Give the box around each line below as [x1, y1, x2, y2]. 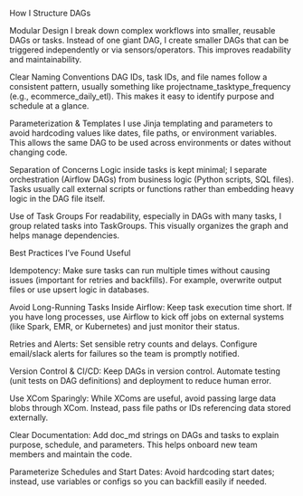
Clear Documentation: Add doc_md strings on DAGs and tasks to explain [9, 430, 279, 440]
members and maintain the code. [9, 449, 133, 460]
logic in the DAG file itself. [9, 194, 106, 204]
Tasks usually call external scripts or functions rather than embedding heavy [9, 184, 295, 194]
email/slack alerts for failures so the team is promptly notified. [9, 348, 240, 358]
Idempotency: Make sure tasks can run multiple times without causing [9, 265, 270, 275]
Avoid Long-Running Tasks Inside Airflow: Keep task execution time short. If [9, 302, 292, 312]
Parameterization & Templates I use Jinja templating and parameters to [9, 118, 273, 129]
